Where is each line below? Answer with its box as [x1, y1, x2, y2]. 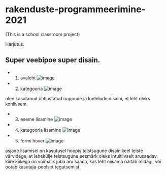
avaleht [20, 75, 36, 81]
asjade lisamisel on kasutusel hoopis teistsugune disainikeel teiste [5, 148, 143, 154]
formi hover [20, 137, 45, 143]
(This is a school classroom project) [5, 31, 80, 37]
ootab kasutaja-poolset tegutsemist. [5, 164, 81, 170]
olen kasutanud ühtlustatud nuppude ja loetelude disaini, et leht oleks [5, 95, 151, 101]
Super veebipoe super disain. [5, 56, 101, 65]
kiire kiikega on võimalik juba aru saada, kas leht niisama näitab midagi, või [5, 158, 161, 164]
